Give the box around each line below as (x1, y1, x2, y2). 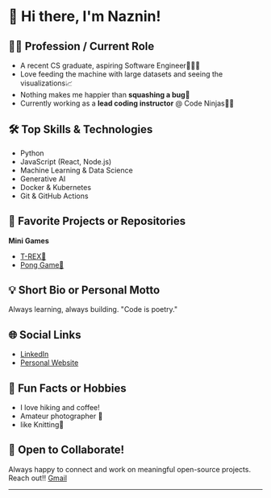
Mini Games (8, 235, 50, 245)
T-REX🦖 (19, 251, 47, 261)
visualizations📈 (19, 78, 73, 88)
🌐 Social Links (8, 328, 81, 342)
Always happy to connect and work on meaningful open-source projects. (8, 464, 252, 474)
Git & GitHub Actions (19, 191, 89, 201)
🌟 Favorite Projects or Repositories (8, 214, 186, 228)
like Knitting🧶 (19, 420, 65, 430)
